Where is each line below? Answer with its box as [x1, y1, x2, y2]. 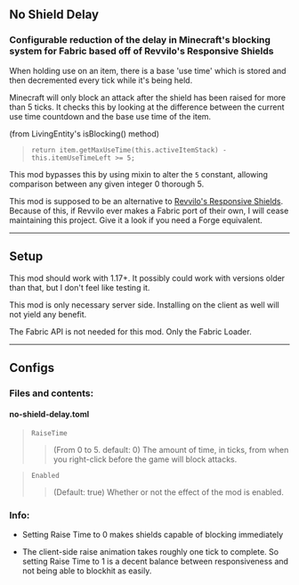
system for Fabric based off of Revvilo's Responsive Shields [9, 45, 274, 57]
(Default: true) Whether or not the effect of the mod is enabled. [53, 487, 285, 498]
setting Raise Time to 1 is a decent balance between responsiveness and [21, 556, 289, 567]
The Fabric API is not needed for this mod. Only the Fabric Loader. [9, 325, 252, 337]
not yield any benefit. [9, 309, 87, 319]
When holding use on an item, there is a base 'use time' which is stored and [9, 65, 287, 76]
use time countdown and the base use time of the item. [9, 111, 212, 121]
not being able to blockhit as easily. [21, 565, 152, 576]
